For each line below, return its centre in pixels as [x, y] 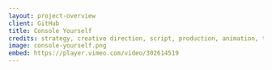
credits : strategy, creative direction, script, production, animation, [134, 38]
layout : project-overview [52, 16]
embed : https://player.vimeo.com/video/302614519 [94, 53]
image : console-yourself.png [57, 46]
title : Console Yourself [50, 31]
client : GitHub [34, 23]
